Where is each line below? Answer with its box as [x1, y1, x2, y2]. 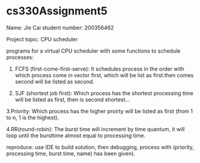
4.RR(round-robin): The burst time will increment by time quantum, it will [6, 125, 185, 132]
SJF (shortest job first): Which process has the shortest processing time [14, 89, 193, 96]
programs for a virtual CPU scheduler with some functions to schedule [6, 47, 181, 55]
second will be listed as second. [14, 78, 95, 85]
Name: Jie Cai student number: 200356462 [6, 24, 114, 31]
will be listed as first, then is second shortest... [14, 96, 130, 103]
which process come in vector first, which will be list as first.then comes [14, 71, 194, 79]
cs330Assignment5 [6, 4, 108, 18]
